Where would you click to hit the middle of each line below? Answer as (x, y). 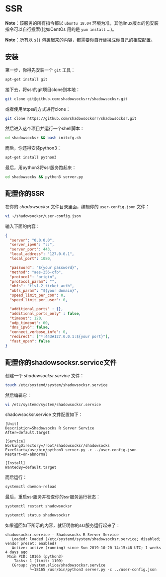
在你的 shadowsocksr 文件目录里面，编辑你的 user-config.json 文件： (78, 206)
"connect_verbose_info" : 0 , (39, 332)
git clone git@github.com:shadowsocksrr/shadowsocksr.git (66, 99)
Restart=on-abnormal (27, 454)
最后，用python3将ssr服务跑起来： (41, 167)
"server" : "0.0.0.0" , (32, 240)
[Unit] (12, 424)
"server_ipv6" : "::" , (32, 245)
